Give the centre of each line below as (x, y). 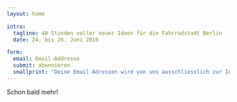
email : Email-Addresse (46, 59)
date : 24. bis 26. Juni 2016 (56, 39)
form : (15, 52)
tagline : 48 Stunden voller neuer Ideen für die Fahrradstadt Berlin (117, 33)
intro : (16, 26)
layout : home (26, 14)
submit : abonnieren (42, 65)
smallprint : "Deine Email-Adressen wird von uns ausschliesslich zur (117, 72)
